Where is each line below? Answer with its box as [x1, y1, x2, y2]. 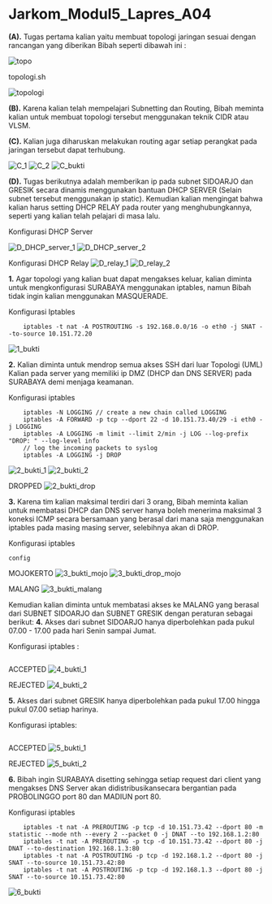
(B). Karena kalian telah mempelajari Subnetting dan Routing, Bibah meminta [8, 103, 264, 113]
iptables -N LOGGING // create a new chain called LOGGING [23, 408, 227, 417]
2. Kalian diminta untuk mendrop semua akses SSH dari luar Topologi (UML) [8, 359, 263, 370]
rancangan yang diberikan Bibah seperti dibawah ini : [8, 40, 187, 50]
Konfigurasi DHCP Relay [8, 257, 89, 268]
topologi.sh [8, 71, 46, 81]
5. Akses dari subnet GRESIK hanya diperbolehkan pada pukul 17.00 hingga [8, 695, 261, 705]
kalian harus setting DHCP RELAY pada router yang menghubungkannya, [8, 202, 253, 212]
